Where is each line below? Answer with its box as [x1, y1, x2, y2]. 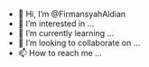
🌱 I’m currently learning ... [17, 28, 115, 38]
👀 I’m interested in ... [17, 18, 95, 29]
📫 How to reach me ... [17, 48, 102, 58]
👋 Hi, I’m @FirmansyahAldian [17, 9, 126, 19]
